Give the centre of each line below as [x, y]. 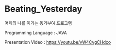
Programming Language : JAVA [36, 33]
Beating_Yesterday [43, 9]
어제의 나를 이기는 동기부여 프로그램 [38, 23]
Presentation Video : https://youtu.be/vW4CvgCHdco [58, 42]
